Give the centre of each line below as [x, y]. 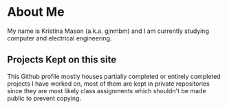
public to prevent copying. [44, 98]
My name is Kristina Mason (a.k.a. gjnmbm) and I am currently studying [108, 31]
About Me [36, 12]
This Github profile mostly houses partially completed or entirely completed [114, 76]
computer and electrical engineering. [60, 38]
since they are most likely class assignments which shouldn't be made [107, 90]
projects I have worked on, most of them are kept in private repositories [108, 84]
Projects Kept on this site [62, 60]
